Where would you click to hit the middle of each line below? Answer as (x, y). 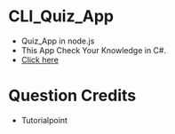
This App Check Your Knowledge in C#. (93, 50)
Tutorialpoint (44, 120)
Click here (40, 59)
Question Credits (72, 96)
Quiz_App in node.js (58, 41)
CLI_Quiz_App (61, 16)
